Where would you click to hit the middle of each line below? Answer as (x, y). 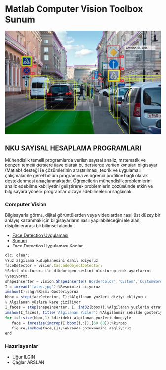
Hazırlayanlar (22, 346)
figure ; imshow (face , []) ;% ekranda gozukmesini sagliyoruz (72, 328)
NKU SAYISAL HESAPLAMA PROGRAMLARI (73, 148)
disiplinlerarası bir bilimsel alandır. (40, 225)
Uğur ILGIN (24, 357)
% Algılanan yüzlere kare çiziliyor (43, 302)
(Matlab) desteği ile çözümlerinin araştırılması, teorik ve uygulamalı (73, 170)
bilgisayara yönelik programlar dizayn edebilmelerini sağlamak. (69, 192)
